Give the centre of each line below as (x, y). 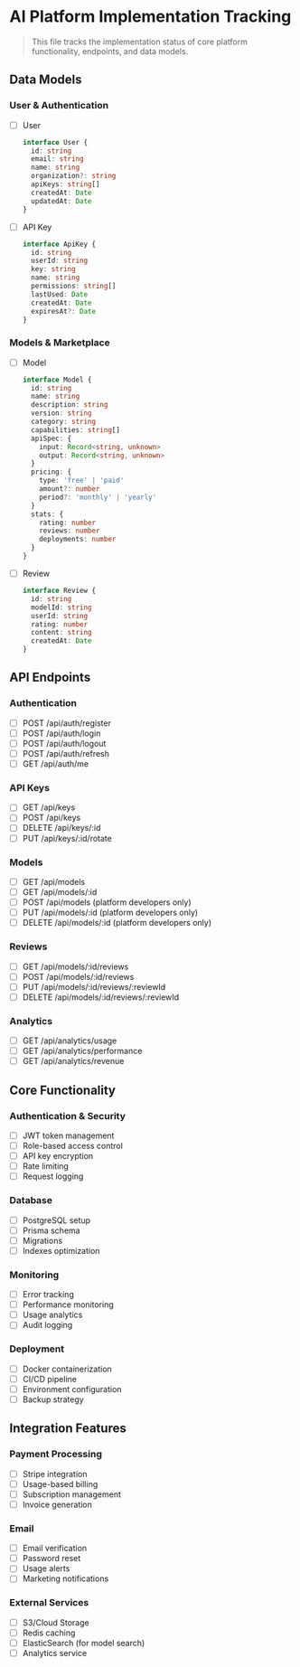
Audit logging (47, 1325)
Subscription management (72, 1494)
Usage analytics (52, 1315)
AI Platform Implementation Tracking (150, 17)
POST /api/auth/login (61, 733)
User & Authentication (59, 106)
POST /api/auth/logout (64, 743)
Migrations (42, 1240)
